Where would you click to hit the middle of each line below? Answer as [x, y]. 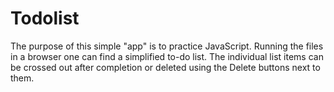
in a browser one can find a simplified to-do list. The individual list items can [167, 56]
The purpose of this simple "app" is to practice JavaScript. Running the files [167, 46]
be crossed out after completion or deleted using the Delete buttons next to [165, 67]
